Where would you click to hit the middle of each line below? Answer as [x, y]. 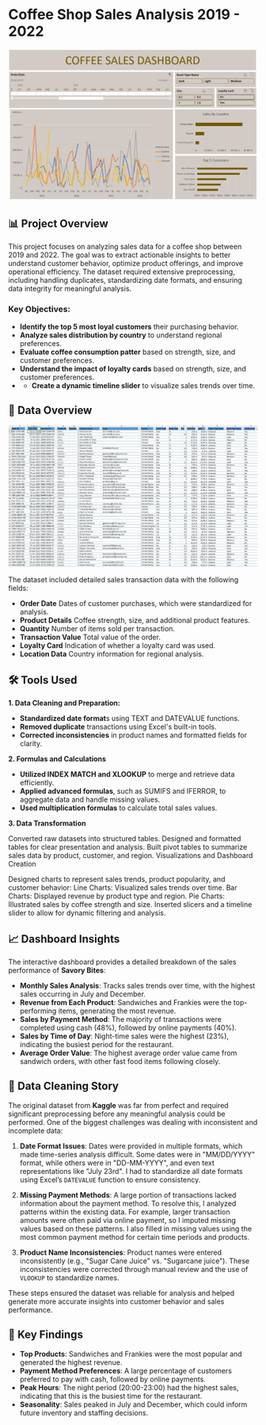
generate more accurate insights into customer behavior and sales [116, 1301]
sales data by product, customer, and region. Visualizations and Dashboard [131, 855]
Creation [23, 864]
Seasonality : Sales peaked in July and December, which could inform [133, 1404]
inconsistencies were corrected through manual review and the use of [134, 1269]
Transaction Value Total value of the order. [90, 637]
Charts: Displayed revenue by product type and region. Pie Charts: [117, 896]
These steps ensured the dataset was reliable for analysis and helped [122, 1293]
